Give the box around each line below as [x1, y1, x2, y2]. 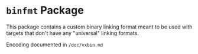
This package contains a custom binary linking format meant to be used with [6, 23, 193, 30]
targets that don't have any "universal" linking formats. [6, 29, 139, 36]
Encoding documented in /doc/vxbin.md [6, 41, 103, 48]
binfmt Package [6, 4, 84, 17]
